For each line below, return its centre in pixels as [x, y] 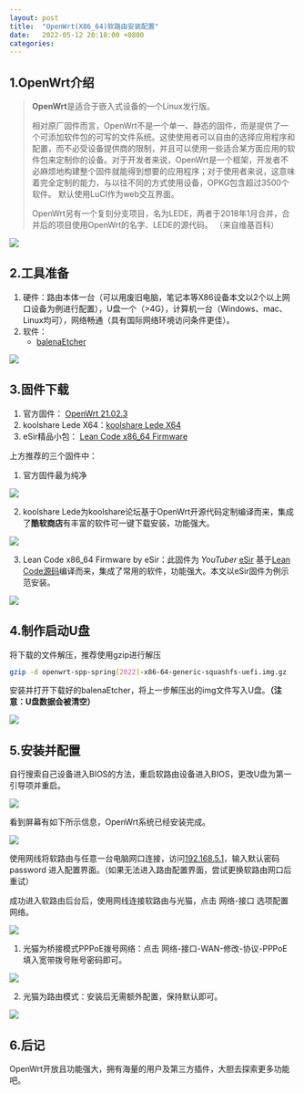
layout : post [34, 18]
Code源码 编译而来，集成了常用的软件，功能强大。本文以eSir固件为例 [152, 570]
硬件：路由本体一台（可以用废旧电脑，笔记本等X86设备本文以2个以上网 [156, 297]
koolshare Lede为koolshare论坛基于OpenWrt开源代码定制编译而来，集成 [158, 511]
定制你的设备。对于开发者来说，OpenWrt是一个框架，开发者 [168, 160]
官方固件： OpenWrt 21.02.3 [75, 413]
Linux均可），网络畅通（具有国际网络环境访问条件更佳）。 [128, 319]
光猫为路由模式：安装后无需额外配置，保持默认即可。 [122, 996]
